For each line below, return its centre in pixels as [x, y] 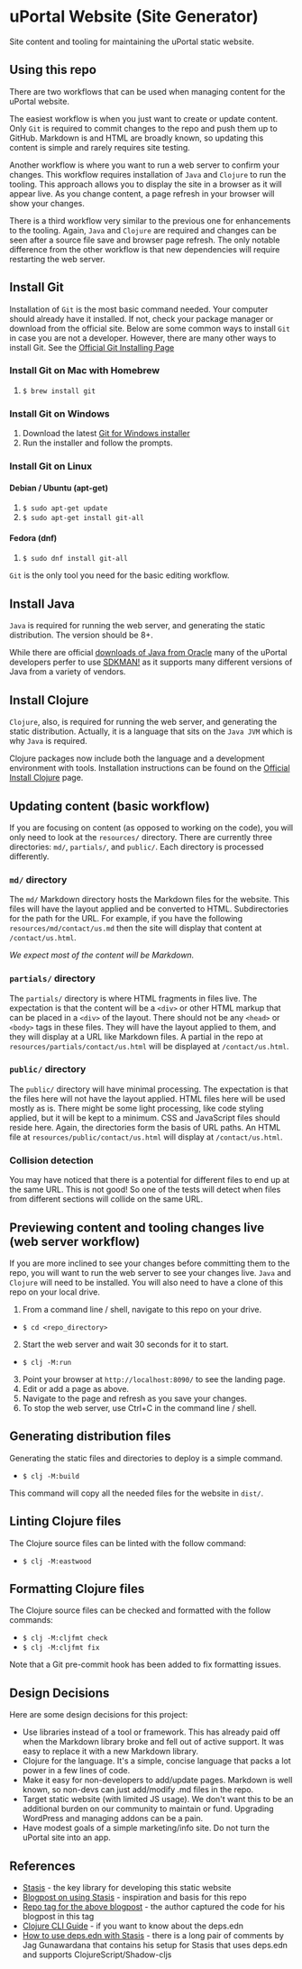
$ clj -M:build [51, 1476]
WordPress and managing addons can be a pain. [113, 1818]
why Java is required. [48, 741]
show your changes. [47, 203]
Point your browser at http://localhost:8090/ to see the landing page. [154, 1379]
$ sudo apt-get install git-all [83, 518]
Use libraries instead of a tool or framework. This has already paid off [151, 1732]
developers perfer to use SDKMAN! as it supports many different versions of [151, 662]
